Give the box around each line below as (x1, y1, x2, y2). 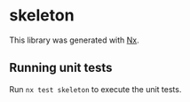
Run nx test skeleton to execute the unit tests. (9, 83, 182, 94)
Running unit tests (9, 60, 113, 75)
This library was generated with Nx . (9, 35, 139, 45)
